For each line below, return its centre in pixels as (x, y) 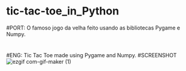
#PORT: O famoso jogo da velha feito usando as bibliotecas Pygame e (93, 28)
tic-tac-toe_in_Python (63, 11)
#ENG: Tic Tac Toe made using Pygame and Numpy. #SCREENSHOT (91, 55)
